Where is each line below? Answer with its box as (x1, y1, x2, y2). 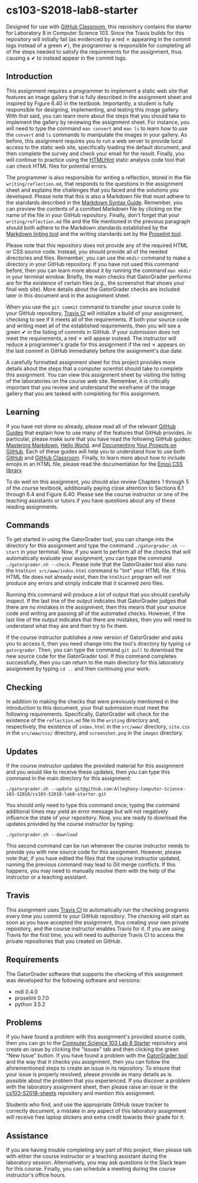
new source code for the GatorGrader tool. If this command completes (6, 653, 177, 660)
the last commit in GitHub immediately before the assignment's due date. (6, 347, 183, 354)
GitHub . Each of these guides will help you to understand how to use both (6, 448, 185, 455)
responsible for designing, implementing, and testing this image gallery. (6, 106, 180, 113)
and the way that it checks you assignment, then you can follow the (6, 1059, 170, 1066)
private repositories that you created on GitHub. (6, 938, 122, 945)
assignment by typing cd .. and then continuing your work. (6, 665, 150, 673)
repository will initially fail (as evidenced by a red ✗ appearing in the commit (6, 35, 192, 42)
